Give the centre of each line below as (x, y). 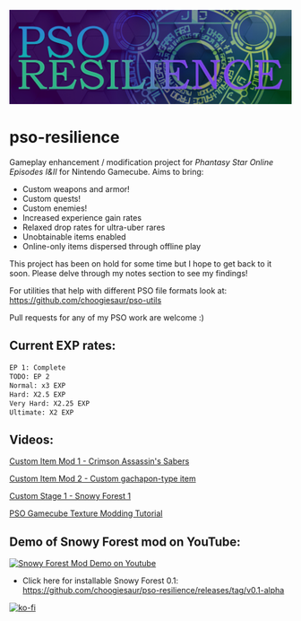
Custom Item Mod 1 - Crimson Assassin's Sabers (99, 461)
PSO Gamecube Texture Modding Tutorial (86, 513)
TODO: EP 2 (30, 376)
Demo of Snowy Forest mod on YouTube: (125, 542)
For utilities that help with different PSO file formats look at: (118, 290)
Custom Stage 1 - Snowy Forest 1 (70, 496)
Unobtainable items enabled (74, 236)
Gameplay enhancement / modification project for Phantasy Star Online (142, 162)
